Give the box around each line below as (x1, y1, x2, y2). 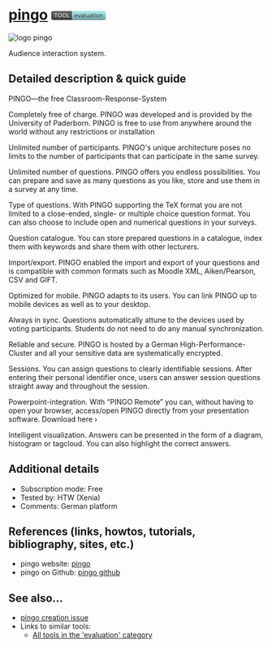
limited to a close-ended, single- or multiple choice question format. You (8, 208, 251, 218)
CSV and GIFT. (8, 274, 58, 284)
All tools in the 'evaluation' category (32, 630, 153, 640)
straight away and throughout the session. (8, 381, 150, 391)
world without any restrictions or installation (8, 126, 155, 136)
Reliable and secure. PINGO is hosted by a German (8, 339, 179, 349)
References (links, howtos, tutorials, (8, 524, 196, 538)
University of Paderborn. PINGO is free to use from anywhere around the (8, 118, 252, 128)
